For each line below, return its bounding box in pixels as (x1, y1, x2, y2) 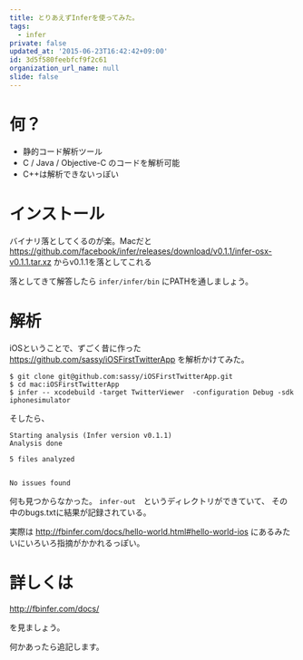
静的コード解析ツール (22, 146, 103, 157)
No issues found (9, 478, 71, 488)
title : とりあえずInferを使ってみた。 (9, 13, 140, 23)
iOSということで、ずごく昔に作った (9, 342, 142, 354)
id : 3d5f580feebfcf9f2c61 (9, 55, 107, 64)
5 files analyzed (9, 454, 75, 463)
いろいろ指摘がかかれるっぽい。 (24, 537, 145, 548)
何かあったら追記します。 (9, 641, 104, 652)
